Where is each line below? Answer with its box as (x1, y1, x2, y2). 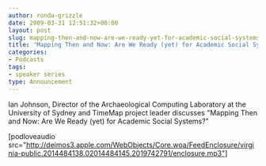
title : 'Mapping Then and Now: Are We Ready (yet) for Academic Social (8, 41, 249, 49)
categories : (8, 48, 47, 56)
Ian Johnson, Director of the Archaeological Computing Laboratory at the (8, 100, 247, 109)
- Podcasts (8, 56, 44, 64)
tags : (8, 63, 26, 71)
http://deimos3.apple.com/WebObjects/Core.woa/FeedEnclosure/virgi (26, 140, 255, 149)
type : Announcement (8, 77, 73, 85)
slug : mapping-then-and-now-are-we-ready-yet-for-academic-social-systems (8, 33, 260, 42)
